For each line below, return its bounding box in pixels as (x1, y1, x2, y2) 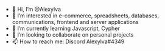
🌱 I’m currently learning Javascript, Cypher (12, 25, 120, 32)
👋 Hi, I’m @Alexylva (12, 6, 61, 13)
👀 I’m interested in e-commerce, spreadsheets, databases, (12, 12, 160, 19)
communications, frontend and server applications (12, 19, 139, 25)
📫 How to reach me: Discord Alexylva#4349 (12, 38, 125, 45)
